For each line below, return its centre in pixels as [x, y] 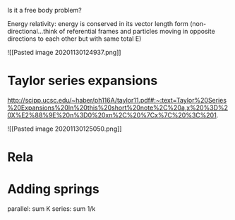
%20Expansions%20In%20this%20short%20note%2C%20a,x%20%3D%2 [117, 108]
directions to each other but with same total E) [74, 39]
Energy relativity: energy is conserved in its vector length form [98, 24]
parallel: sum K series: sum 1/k [52, 209]
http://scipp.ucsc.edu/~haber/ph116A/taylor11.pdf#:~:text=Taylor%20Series [117, 100]
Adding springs [54, 189]
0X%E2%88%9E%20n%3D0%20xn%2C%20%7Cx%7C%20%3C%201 [112, 115]
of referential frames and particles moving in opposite [137, 31]
